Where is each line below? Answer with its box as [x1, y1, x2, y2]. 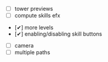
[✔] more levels [14, 24, 54, 31]
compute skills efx [14, 12, 61, 19]
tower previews [14, 5, 53, 12]
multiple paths [14, 49, 50, 56]
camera [14, 42, 34, 49]
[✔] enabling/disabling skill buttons [14, 30, 103, 38]
